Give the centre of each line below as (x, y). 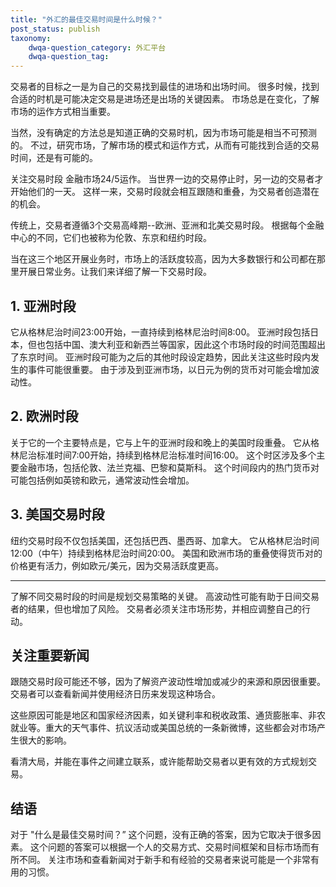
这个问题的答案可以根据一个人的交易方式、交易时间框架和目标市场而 (170, 847)
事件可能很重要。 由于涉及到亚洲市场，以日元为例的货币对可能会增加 (169, 369)
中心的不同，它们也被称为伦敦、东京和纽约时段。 (111, 238)
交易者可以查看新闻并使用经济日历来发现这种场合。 (115, 694)
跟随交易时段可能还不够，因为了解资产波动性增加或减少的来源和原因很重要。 (168, 682)
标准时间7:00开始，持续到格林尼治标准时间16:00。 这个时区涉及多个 (176, 455)
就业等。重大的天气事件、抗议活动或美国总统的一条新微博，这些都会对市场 (163, 728)
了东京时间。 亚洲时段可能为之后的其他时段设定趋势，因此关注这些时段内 (160, 357)
